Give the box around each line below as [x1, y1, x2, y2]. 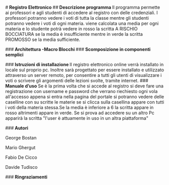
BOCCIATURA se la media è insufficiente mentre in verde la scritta [5, 31, 143, 37]
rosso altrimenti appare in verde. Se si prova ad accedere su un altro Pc [5, 110, 154, 116]
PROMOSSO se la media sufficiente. [5, 36, 80, 42]
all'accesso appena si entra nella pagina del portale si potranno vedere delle [5, 94, 164, 100]
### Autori [5, 125, 29, 131]
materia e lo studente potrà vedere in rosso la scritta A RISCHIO [5, 26, 138, 32]
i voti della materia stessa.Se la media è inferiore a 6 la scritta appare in [5, 105, 154, 110]
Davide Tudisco [5, 164, 38, 170]
